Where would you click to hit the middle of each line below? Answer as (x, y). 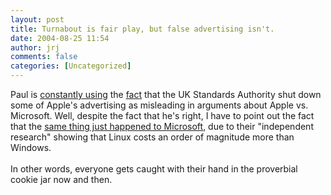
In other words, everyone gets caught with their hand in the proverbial (154, 169)
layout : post (37, 19)
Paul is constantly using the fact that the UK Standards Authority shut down (166, 94)
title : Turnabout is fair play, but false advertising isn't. (142, 29)
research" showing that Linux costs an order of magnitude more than (152, 137)
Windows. (31, 147)
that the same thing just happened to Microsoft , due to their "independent (162, 126)
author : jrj (35, 47)
